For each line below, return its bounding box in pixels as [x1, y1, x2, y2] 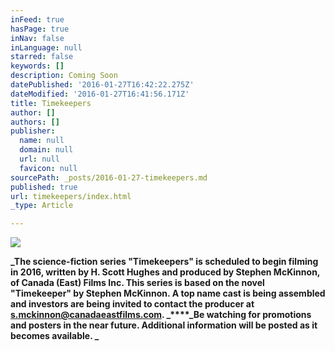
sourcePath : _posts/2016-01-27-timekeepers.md [10, 172, 208, 183]
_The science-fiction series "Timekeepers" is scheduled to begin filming [10, 256, 319, 268]
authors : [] [10, 117, 60, 127]
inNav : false [10, 33, 65, 43]
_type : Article [10, 201, 74, 211]
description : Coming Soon [10, 71, 118, 81]
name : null [19, 136, 65, 146]
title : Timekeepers [10, 98, 92, 108]
